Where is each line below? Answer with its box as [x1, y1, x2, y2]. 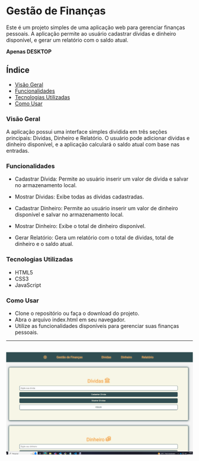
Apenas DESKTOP [6, 48, 52, 55]
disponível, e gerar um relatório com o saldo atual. [6, 36, 129, 43]
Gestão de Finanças [6, 4, 106, 18]
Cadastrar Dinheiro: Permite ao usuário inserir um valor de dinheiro [14, 205, 178, 212]
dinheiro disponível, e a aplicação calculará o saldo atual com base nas [6, 141, 179, 148]
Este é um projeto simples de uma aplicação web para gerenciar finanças [6, 24, 185, 31]
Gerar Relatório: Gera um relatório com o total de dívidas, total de [14, 234, 174, 241]
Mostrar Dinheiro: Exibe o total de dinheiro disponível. [14, 223, 146, 230]
